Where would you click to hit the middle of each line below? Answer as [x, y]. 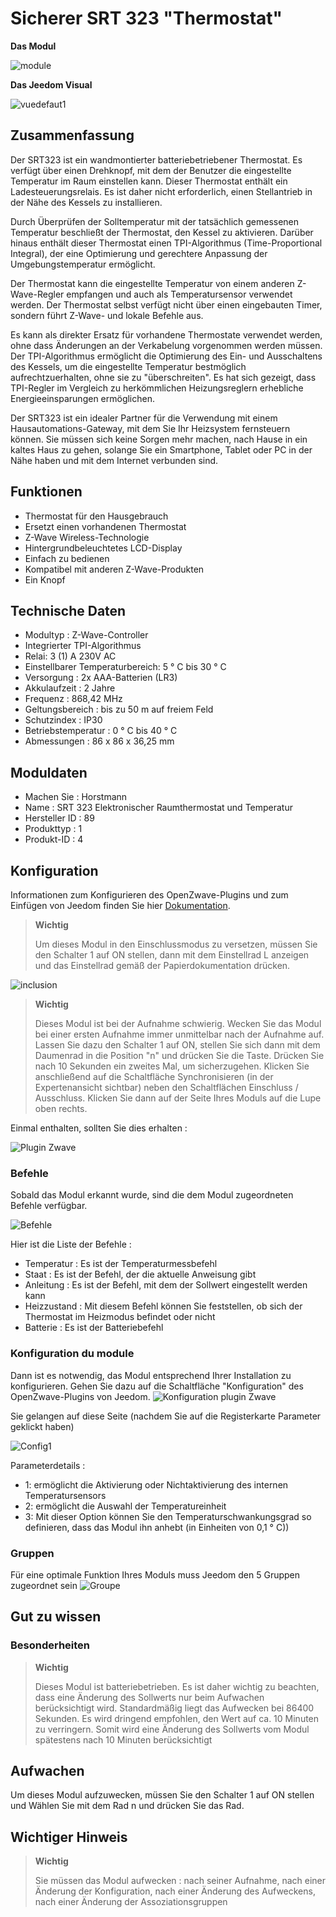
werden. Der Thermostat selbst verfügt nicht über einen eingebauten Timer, [166, 304]
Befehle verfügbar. [49, 1206]
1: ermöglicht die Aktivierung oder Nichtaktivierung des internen [156, 1484]
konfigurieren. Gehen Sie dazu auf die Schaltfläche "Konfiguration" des [157, 1386]
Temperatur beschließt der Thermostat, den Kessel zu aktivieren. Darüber [162, 232]
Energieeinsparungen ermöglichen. [83, 398]
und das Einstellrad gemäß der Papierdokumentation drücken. [162, 965]
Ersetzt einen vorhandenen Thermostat [105, 526]
